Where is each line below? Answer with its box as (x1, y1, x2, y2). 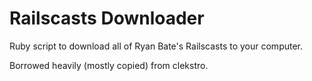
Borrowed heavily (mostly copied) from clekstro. (9, 59, 209, 71)
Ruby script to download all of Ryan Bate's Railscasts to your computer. (9, 40, 304, 52)
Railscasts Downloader (9, 7, 205, 30)
